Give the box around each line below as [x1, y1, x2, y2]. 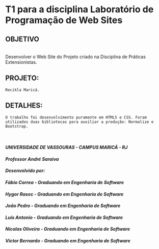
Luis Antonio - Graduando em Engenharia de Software [5, 214, 123, 220]
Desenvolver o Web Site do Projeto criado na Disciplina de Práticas [5, 54, 146, 60]
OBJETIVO [5, 35, 40, 43]
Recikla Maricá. [5, 87, 40, 92]
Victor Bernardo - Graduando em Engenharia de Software [5, 237, 131, 243]
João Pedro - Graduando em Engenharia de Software [5, 203, 121, 209]
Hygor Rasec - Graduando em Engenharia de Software [5, 191, 124, 197]
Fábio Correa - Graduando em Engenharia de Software [5, 180, 124, 185]
